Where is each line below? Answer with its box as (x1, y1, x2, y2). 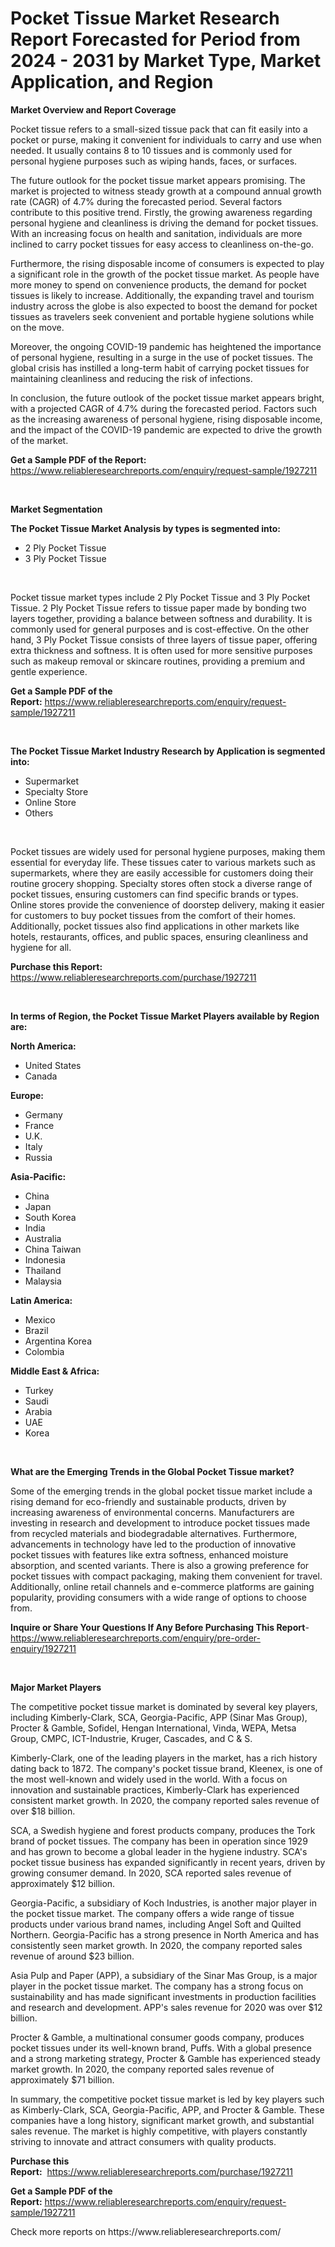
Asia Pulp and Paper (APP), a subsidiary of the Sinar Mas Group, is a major (10, 1969, 318, 1981)
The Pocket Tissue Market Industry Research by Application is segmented (10, 745, 326, 757)
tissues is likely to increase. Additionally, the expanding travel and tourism (10, 289, 315, 301)
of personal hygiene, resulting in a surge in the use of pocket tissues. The (10, 351, 313, 363)
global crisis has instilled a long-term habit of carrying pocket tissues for (10, 362, 310, 374)
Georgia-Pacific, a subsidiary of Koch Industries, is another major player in (10, 1897, 317, 1909)
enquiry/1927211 (10, 1642, 77, 1654)
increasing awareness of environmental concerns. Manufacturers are (10, 1506, 295, 1518)
